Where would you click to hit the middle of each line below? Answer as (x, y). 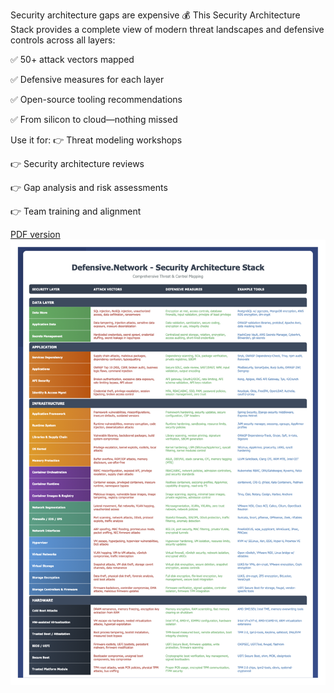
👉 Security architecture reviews (77, 163)
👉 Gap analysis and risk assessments (89, 187)
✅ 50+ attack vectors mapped (72, 59)
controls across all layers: (63, 40)
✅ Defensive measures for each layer (87, 79)
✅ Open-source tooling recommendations (96, 99)
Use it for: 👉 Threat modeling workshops (96, 140)
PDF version (35, 234)
